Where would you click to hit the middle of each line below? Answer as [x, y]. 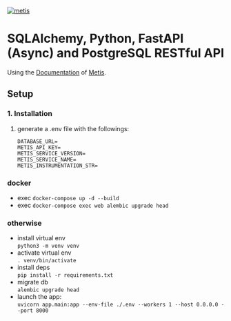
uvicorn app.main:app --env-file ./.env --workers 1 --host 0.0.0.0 [118, 305]
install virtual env [41, 238]
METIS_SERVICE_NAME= [47, 159]
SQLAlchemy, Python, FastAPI [96, 39]
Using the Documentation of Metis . [57, 72]
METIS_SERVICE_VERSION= [51, 153]
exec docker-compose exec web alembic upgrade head [93, 205]
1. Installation [30, 114]
